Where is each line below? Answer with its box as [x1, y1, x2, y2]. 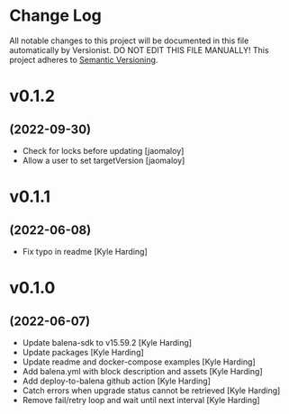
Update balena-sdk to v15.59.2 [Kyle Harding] [22, 337, 192, 347]
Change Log [9, 5, 102, 26]
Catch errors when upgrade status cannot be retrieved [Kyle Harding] [22, 384, 281, 396]
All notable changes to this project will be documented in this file [9, 35, 249, 46]
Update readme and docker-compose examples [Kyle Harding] [22, 356, 256, 367]
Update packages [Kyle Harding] [22, 346, 144, 357]
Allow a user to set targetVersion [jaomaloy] [22, 155, 185, 166]
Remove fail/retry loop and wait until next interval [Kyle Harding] [22, 394, 260, 405]
